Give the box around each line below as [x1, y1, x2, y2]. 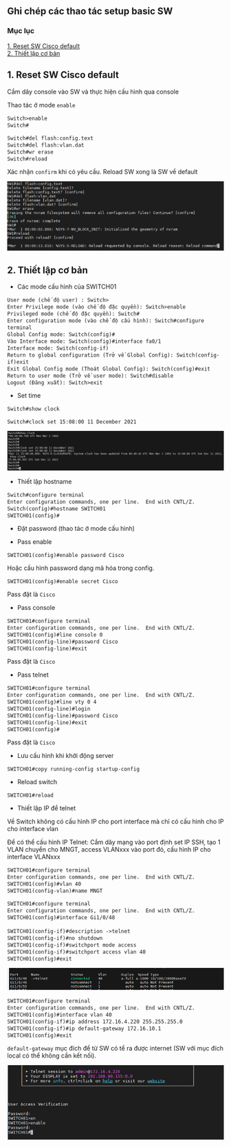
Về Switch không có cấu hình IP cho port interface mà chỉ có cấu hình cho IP [7, 817, 224, 825]
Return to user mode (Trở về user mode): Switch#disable [7, 372, 174, 379]
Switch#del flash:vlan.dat [7, 141, 85, 149]
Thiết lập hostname [16, 477, 72, 485]
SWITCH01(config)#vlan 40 [7, 881, 81, 887]
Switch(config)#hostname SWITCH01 [7, 505, 107, 512]
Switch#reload [7, 155, 48, 162]
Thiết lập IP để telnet [16, 803, 76, 812]
